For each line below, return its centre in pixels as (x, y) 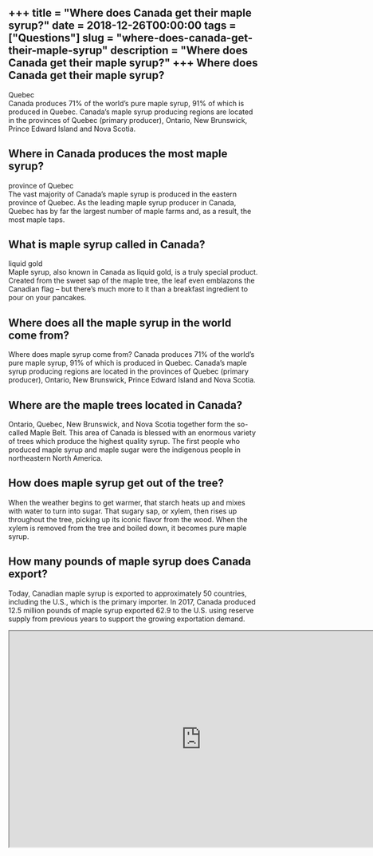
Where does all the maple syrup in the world (120, 323)
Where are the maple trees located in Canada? (126, 405)
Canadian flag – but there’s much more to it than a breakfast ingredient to (128, 289)
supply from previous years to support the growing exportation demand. (127, 619)
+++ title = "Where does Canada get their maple (130, 13)
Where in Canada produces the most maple (118, 154)
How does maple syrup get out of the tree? (116, 483)
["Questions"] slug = (61, 38)
